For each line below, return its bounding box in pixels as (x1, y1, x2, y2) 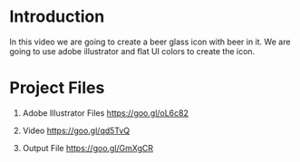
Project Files (9, 78, 105, 99)
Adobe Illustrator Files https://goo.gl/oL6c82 (22, 107, 189, 119)
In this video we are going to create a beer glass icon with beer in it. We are (9, 36, 291, 47)
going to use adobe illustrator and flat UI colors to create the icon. (9, 45, 256, 56)
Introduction (9, 6, 105, 27)
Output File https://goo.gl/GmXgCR (22, 142, 154, 153)
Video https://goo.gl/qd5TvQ (22, 125, 131, 136)
